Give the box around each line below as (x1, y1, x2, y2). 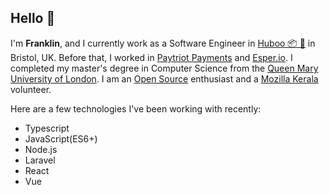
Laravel (24, 154, 56, 166)
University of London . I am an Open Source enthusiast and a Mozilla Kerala (10, 72, 319, 85)
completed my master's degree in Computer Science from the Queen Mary (10, 62, 319, 74)
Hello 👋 (10, 10, 56, 27)
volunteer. (10, 83, 52, 95)
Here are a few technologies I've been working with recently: (10, 102, 262, 115)
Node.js (24, 143, 58, 155)
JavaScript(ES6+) (24, 132, 98, 145)
